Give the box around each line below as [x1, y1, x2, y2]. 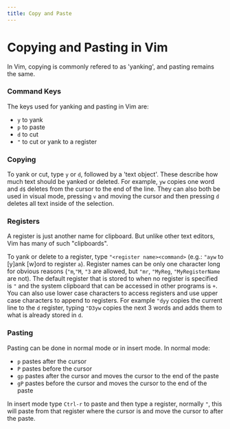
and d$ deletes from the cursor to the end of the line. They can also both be [7, 185, 221, 193]
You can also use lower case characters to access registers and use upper [7, 289, 218, 297]
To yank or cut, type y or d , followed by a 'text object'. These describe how [7, 170, 218, 178]
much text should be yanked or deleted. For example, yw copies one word [7, 178, 215, 186]
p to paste [16, 123, 46, 131]
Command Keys [7, 86, 62, 96]
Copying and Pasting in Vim [7, 39, 168, 55]
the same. [7, 69, 36, 78]
